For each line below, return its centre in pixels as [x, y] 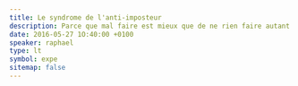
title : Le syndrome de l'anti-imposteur [86, 17]
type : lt [26, 51]
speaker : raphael [42, 43]
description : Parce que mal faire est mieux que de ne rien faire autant [150, 26]
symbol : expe [34, 59]
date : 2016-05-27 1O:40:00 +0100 [72, 34]
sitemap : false [38, 68]
